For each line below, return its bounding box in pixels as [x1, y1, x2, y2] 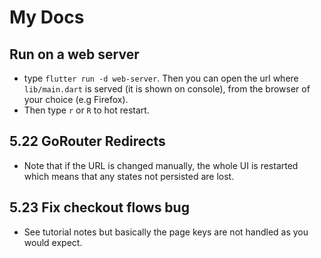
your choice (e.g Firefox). [23, 94, 129, 105]
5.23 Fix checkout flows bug [9, 199, 190, 216]
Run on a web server [9, 46, 140, 63]
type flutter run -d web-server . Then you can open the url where [23, 72, 299, 84]
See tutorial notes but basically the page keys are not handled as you [23, 226, 309, 238]
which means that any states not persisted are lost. [23, 170, 235, 182]
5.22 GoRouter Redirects [9, 133, 166, 150]
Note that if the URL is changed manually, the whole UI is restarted [23, 159, 299, 171]
